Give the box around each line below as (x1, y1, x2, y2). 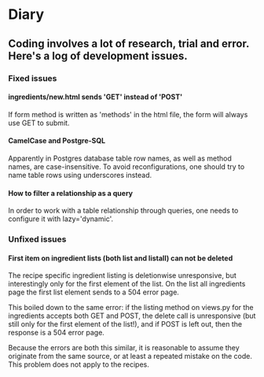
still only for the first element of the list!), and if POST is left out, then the (8, 320, 242, 329)
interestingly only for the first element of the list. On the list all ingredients (8, 279, 246, 289)
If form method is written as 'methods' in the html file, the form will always (8, 109, 248, 119)
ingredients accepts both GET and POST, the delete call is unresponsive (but (8, 311, 256, 320)
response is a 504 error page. (8, 328, 104, 338)
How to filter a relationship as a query (8, 188, 134, 198)
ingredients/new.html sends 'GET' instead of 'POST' (8, 92, 183, 102)
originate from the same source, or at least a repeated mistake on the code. (8, 352, 253, 361)
